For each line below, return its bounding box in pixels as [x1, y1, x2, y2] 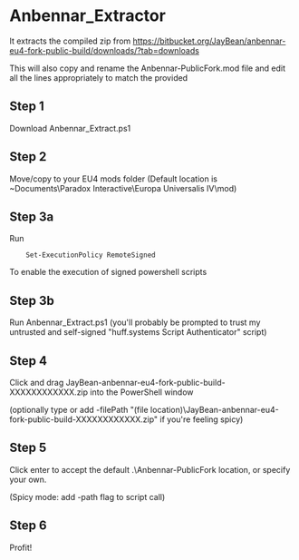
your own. [9, 474, 47, 485]
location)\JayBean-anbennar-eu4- [149, 405, 279, 415]
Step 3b [9, 292, 54, 309]
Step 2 [9, 149, 47, 164]
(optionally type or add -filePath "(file [9, 405, 149, 415]
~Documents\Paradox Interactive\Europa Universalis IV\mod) [9, 182, 237, 193]
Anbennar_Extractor [9, 5, 166, 26]
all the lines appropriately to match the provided [9, 72, 188, 83]
